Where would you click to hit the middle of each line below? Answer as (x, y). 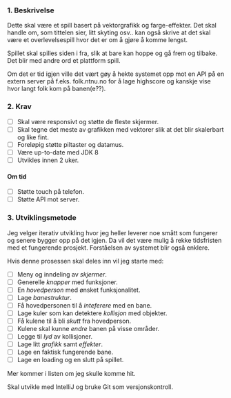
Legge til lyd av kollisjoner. (55, 337)
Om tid (17, 176)
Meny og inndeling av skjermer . (62, 274)
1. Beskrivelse (31, 10)
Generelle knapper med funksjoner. (68, 282)
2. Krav (20, 107)
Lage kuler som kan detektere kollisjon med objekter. (92, 313)
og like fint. (33, 137)
